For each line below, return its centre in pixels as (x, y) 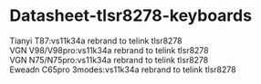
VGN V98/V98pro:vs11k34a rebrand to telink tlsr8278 (109, 50)
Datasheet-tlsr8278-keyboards (131, 16)
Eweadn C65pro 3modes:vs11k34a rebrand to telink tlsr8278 (123, 70)
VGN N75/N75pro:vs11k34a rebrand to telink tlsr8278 (109, 60)
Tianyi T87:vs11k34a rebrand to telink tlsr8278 (96, 41)
